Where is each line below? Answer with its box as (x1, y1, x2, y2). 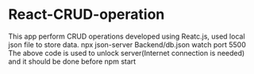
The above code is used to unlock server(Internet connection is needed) (8, 48, 245, 57)
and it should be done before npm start (8, 57, 137, 66)
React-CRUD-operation (8, 6, 165, 24)
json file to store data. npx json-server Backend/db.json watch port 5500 (8, 39, 246, 49)
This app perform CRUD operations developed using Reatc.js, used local (8, 31, 245, 41)
